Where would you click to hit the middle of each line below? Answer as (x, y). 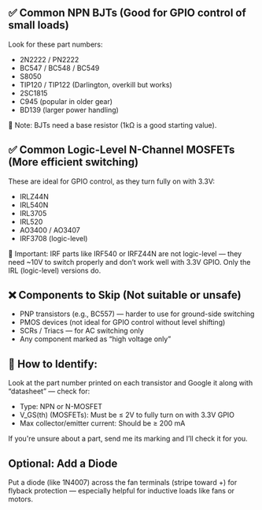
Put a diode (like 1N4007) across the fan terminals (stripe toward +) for (123, 482)
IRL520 (31, 221)
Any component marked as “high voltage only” (95, 339)
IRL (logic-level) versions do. (55, 270)
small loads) (39, 26)
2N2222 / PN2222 (49, 59)
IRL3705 (33, 213)
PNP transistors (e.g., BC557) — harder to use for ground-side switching (137, 314)
